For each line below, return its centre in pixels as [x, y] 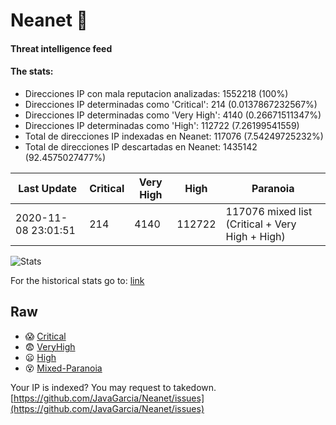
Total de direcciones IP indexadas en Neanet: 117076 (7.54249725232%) [174, 136]
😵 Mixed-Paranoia [63, 368]
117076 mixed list [269, 211]
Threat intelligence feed [61, 48]
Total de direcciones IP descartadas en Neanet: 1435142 [141, 146]
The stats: [32, 71]
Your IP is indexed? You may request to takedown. [113, 387]
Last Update [48, 188]
